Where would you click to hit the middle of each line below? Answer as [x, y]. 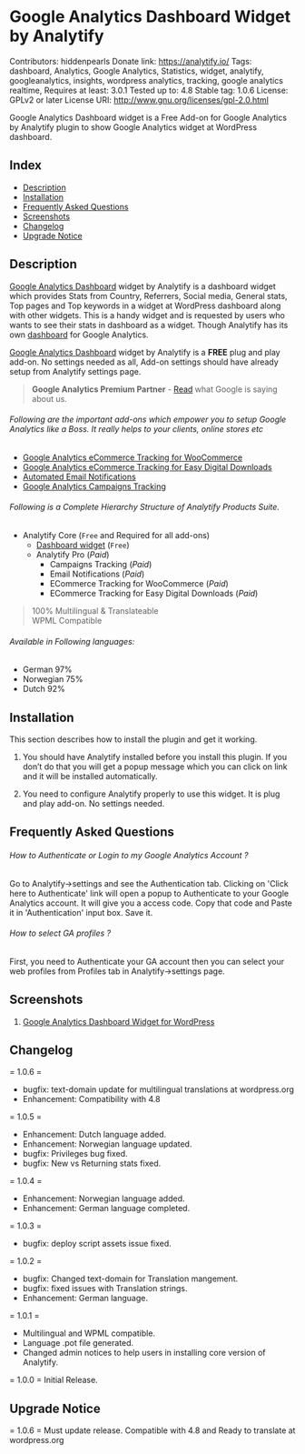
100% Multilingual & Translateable [95, 610]
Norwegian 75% [53, 679]
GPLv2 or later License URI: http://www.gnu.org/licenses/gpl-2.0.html [139, 100]
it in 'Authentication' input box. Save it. [81, 912]
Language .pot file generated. [78, 1343]
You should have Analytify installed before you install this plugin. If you [155, 757]
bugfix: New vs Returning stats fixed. [92, 1163]
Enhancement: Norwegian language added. [103, 1198]
